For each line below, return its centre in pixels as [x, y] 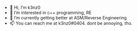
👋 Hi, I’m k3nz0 [25, 8]
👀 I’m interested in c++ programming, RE [51, 13]
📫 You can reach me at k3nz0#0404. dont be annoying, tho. [71, 23]
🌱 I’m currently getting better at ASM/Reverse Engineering [68, 18]
